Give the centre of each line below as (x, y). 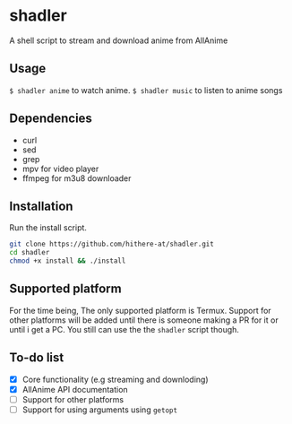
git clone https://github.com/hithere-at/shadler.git (112, 244)
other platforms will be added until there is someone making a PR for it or (144, 320)
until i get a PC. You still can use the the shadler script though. (125, 329)
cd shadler (30, 253)
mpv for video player (60, 169)
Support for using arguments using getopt (99, 410)
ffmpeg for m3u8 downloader (77, 178)
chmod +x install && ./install (68, 261)
